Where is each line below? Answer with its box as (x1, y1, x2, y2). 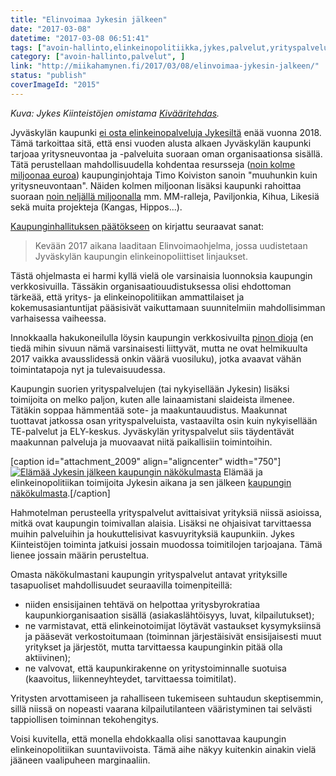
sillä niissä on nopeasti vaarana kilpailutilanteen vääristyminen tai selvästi (10, 702, 313, 715)
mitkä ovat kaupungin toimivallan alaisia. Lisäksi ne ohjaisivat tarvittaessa (10, 517, 312, 529)
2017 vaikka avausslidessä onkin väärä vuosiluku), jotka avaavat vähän (10, 352, 302, 365)
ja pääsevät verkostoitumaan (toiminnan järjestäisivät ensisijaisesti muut (24, 630, 322, 642)
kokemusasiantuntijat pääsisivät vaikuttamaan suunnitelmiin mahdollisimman (10, 301, 326, 313)
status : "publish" (10, 71, 87, 81)
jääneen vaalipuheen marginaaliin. (10, 754, 151, 766)
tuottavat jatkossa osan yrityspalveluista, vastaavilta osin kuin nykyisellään (10, 414, 318, 426)
